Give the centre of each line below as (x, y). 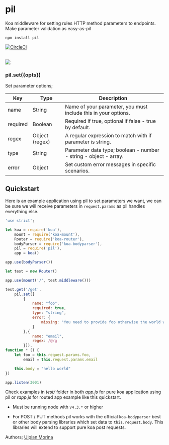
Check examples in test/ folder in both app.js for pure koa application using (83, 392)
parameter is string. (88, 142)
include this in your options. (98, 113)
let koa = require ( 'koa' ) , (33, 230)
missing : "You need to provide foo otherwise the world (101, 322)
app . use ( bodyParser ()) (29, 262)
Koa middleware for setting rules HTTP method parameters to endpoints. (80, 23)
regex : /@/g (45, 341)
